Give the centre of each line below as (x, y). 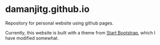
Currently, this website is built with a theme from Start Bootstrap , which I (80, 32)
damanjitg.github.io (47, 9)
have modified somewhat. (32, 38)
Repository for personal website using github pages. (59, 23)
